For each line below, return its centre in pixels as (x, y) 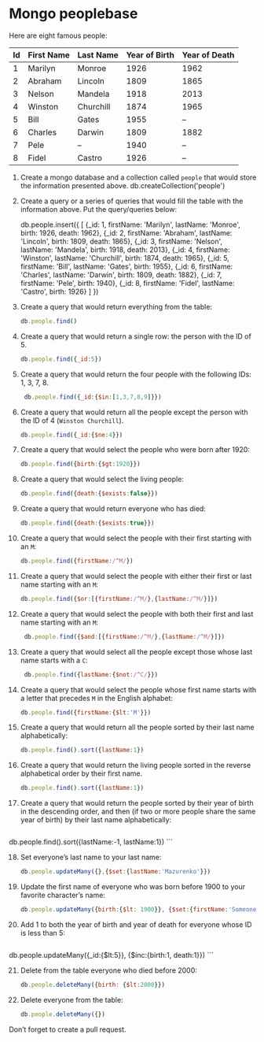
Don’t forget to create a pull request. (68, 1029)
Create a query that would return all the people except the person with (134, 412)
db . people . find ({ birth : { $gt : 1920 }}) (80, 464)
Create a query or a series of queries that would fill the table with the (132, 201)
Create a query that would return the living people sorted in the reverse (136, 766)
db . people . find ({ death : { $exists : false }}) (89, 494)
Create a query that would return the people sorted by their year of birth (137, 803)
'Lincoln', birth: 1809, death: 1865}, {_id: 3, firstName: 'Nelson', (121, 241)
